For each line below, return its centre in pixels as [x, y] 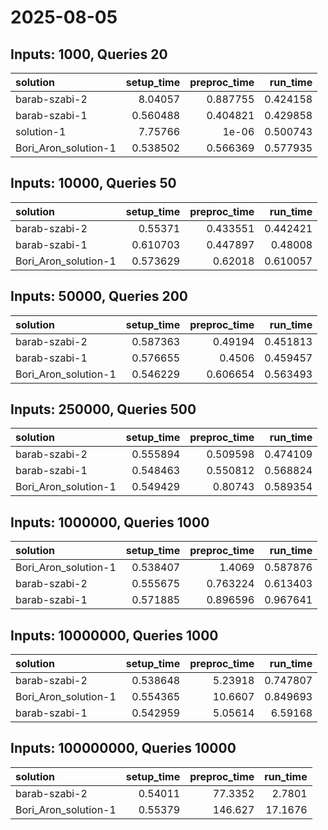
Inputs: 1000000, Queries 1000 [110, 522]
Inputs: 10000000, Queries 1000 [114, 635]
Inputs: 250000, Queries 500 [103, 409]
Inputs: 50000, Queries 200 [99, 296]
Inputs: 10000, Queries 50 [93, 183]
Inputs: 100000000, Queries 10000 [123, 748]
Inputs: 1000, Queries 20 [89, 54]
